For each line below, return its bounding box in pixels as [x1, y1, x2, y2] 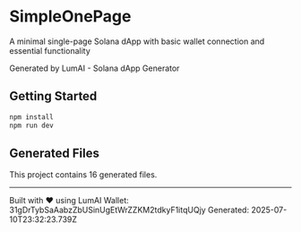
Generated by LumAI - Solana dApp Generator [9, 63, 180, 73]
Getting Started [9, 89, 98, 104]
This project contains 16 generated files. [9, 169, 158, 180]
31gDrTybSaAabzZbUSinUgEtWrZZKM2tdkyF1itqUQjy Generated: [9, 204, 249, 216]
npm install [9, 112, 54, 122]
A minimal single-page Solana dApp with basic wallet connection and [9, 36, 265, 47]
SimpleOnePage [9, 6, 132, 27]
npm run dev [9, 121, 54, 130]
